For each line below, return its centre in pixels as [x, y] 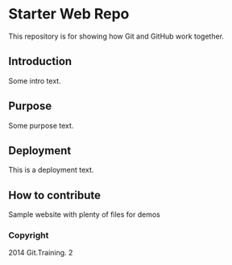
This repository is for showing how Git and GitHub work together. [116, 36]
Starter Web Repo [69, 14]
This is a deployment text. [51, 170]
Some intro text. [35, 80]
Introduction [40, 61]
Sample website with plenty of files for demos [85, 214]
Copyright [29, 235]
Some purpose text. [41, 125]
